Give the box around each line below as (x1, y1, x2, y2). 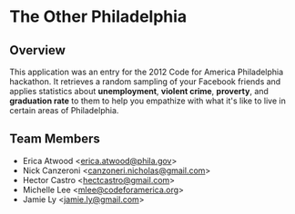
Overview (9, 43, 66, 58)
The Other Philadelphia (9, 6, 188, 27)
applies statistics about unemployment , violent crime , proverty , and (9, 86, 269, 96)
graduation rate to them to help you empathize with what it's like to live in (9, 95, 287, 106)
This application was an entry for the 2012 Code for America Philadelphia (9, 66, 284, 77)
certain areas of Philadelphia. (9, 105, 119, 115)
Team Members (9, 131, 100, 147)
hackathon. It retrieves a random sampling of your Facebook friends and (9, 76, 281, 87)
